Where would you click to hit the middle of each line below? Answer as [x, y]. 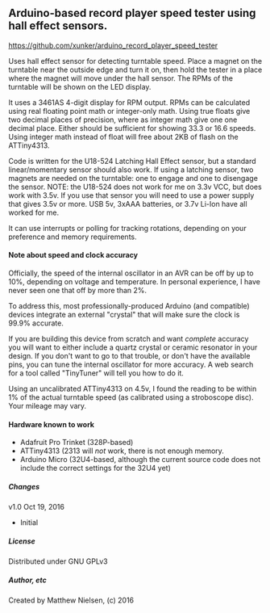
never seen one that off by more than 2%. [78, 291]
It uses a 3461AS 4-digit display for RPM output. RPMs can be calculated [129, 102]
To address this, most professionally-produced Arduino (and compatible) [129, 306]
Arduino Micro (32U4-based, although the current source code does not [140, 460]
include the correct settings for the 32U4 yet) [96, 468]
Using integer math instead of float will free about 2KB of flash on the [124, 136]
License [22, 541]
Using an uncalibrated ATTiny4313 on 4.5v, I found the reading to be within [133, 389]
